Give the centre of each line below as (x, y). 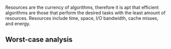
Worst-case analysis (39, 40)
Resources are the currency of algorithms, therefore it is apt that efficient (82, 7)
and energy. (18, 23)
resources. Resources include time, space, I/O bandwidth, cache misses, (82, 18)
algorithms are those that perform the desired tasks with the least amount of (86, 13)
